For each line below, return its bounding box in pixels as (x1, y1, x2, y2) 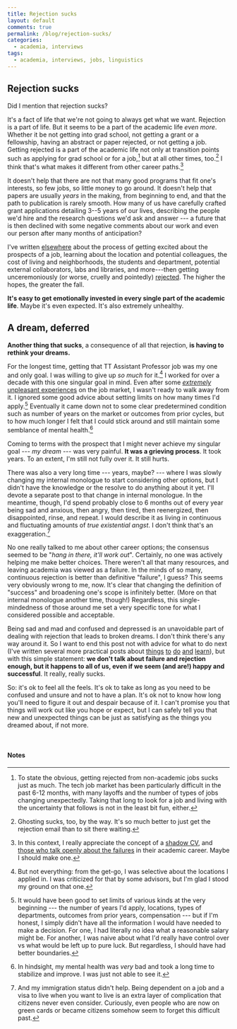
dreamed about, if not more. (7, 721, 89, 730)
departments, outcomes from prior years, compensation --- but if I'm (17, 911, 219, 919)
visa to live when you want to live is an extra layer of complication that (17, 991, 221, 999)
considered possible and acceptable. (7, 611, 115, 619)
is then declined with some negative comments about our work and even (7, 221, 219, 230)
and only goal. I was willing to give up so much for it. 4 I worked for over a (7, 369, 220, 379)
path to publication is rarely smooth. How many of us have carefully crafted (7, 199, 226, 207)
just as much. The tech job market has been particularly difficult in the (17, 781, 221, 789)
